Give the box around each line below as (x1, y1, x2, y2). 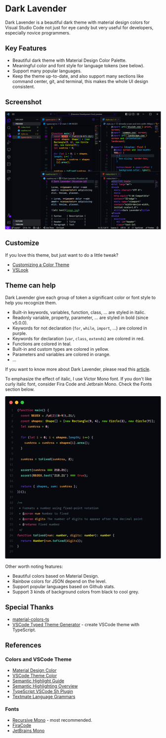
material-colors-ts (12, 616, 49, 622)
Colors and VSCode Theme (5, 656, 72, 663)
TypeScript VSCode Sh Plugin (12, 688, 73, 694)
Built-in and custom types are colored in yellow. (12, 346, 110, 352)
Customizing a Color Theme (12, 262, 70, 268)
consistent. (12, 84, 36, 90)
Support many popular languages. (12, 68, 82, 74)
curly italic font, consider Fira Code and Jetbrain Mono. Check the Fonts (5, 381, 152, 387)
